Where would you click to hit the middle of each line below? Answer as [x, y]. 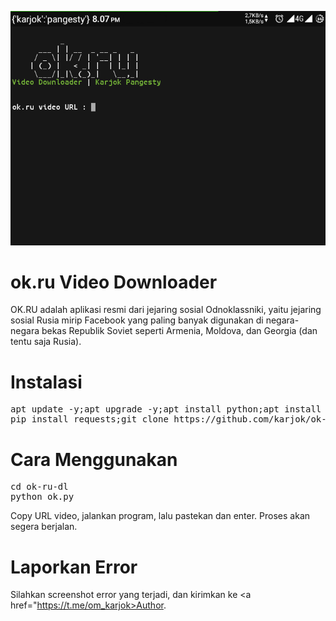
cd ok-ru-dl [39, 487]
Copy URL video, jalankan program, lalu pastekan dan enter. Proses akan [160, 516]
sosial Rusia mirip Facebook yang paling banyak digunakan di [137, 320]
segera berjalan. [44, 527]
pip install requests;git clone [89, 419]
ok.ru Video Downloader [114, 282]
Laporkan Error [74, 567]
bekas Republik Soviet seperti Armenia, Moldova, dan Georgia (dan [179, 331]
